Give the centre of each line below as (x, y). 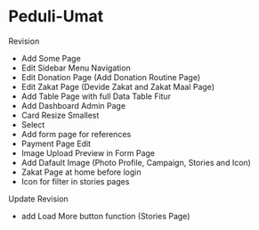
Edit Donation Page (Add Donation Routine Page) (111, 77)
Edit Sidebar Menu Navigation (76, 68)
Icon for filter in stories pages (75, 181)
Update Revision (38, 199)
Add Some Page (51, 58)
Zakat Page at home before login (81, 172)
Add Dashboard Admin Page (73, 105)
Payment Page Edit (56, 144)
